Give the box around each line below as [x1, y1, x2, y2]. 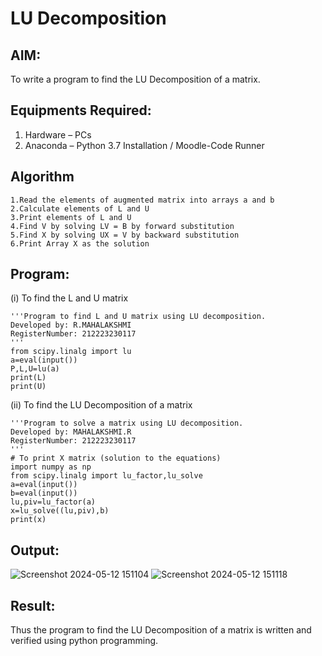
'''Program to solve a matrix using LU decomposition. [10, 418, 244, 429]
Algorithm [10, 168, 75, 186]
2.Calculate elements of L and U [10, 203, 150, 214]
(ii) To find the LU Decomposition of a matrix [10, 399, 193, 411]
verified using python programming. [10, 635, 159, 647]
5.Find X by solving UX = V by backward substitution [10, 230, 240, 240]
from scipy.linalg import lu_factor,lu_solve [10, 471, 203, 481]
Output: [10, 542, 60, 559]
